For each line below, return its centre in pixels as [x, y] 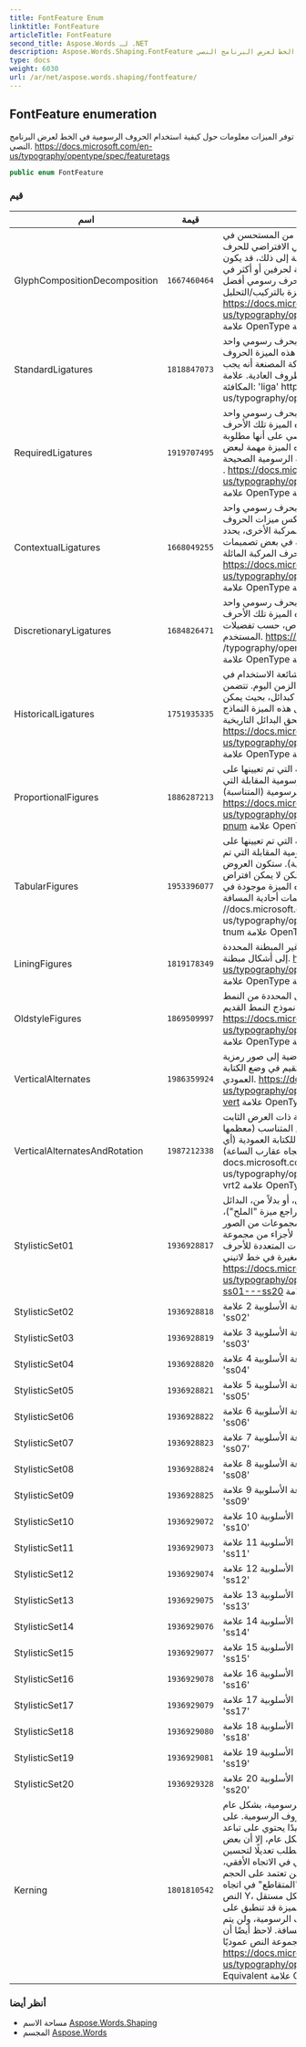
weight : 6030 [34, 69]
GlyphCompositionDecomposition [86, 280]
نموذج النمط [272, 1007]
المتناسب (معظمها [258, 1128]
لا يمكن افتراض [252, 874]
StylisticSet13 [44, 1600]
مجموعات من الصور [261, 1222]
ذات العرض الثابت [257, 1116]
